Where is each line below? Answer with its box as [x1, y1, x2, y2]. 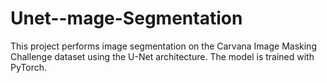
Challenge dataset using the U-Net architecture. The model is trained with [10, 50, 315, 62]
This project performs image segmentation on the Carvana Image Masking [10, 40, 317, 52]
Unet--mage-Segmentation [10, 7, 243, 30]
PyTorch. [10, 61, 48, 73]
